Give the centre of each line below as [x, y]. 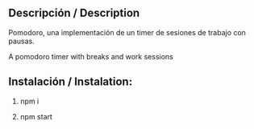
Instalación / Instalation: [71, 82]
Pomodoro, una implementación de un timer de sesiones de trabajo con [127, 32]
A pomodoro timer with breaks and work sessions [91, 56]
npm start [36, 116]
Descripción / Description [74, 13]
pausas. [21, 41]
